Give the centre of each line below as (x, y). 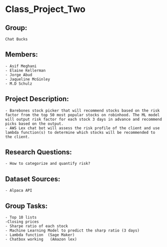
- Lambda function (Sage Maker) (40, 235)
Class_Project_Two (45, 9)
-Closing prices (22, 222)
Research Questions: (38, 152)
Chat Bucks (16, 39)
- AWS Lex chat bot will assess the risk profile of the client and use (82, 128)
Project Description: (37, 99)
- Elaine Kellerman (25, 70)
